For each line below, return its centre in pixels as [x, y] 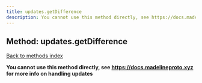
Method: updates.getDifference [67, 41]
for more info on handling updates [50, 74]
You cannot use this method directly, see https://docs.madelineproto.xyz [100, 67]
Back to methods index [35, 56]
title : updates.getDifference [44, 12]
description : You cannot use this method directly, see [78, 17]
